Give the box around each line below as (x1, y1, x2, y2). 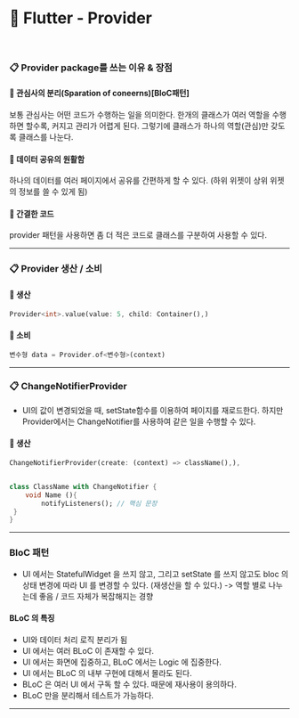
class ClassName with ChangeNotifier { (9, 482, 158, 491)
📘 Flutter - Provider (9, 8, 153, 29)
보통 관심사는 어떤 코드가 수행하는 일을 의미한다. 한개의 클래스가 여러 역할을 (9, 110, 271, 120)
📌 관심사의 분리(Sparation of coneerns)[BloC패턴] (9, 88, 190, 99)
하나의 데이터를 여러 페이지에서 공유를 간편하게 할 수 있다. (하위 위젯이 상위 (9, 175, 269, 186)
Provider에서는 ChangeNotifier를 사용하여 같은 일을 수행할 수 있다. (21, 416, 256, 427)
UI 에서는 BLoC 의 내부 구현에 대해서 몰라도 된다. (21, 667, 193, 678)
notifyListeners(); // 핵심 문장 (41, 499, 158, 508)
